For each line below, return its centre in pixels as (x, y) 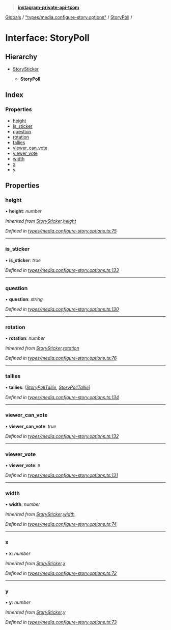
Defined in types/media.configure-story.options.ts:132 (62, 436)
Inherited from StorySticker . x (35, 563)
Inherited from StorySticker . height (41, 221)
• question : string (24, 299)
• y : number (18, 602)
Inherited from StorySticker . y (35, 612)
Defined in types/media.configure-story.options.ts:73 (61, 622)
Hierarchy (21, 56)
